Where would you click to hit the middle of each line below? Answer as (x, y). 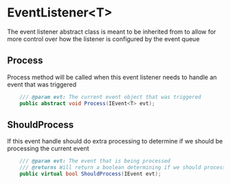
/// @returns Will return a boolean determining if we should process (123, 168)
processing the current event (48, 148)
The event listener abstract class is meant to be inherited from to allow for (112, 32)
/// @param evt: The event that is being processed (95, 161)
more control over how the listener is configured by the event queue (103, 38)
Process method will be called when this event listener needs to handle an (112, 77)
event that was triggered (42, 84)
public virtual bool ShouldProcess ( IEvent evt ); (90, 174)
